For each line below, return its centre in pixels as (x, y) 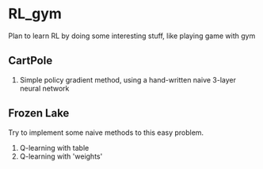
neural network (44, 88)
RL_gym (35, 14)
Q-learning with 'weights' (61, 156)
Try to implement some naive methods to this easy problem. (106, 133)
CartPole (30, 61)
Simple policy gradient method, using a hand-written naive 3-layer (128, 79)
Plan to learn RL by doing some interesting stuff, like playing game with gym (132, 36)
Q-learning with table (54, 148)
